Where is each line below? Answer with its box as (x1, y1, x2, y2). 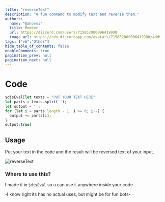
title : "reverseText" (5, 7, 50, 12)
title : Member (9, 26, 38, 30)
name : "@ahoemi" (9, 21, 43, 26)
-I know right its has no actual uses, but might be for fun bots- (5, 191, 131, 197)
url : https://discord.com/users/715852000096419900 (9, 30, 118, 35)
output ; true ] (5, 122, 32, 127)
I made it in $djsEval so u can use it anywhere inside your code (5, 182, 133, 188)
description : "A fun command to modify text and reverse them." (5, 12, 139, 17)
